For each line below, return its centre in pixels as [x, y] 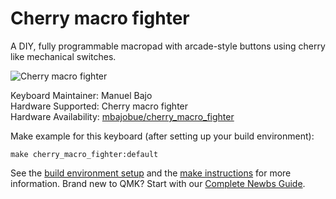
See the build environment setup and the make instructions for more [151, 173]
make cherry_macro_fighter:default [84, 154]
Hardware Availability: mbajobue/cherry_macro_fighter [122, 116]
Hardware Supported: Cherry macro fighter [99, 106]
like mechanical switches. [63, 56]
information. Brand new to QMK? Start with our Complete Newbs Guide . [158, 183]
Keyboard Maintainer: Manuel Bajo [81, 95]
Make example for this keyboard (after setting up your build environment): [162, 136]
